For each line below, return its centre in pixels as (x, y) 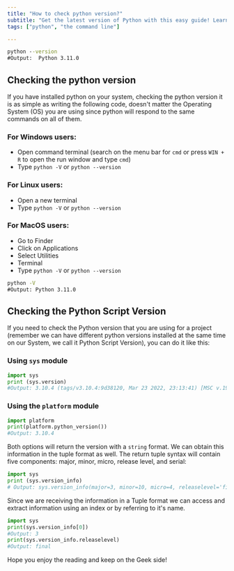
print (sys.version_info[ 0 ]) (48, 527)
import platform (31, 421)
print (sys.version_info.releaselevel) (63, 540)
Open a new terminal (47, 200)
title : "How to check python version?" (65, 14)
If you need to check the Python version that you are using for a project (110, 328)
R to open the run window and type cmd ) (74, 159)
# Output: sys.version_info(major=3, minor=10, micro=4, (92, 487)
